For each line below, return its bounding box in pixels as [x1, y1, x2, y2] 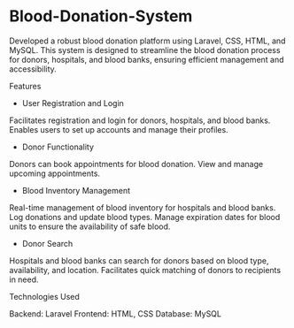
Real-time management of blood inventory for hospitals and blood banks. [9, 202, 276, 213]
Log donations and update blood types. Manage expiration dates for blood [9, 211, 281, 222]
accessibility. [9, 64, 58, 74]
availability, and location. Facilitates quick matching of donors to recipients [9, 264, 282, 275]
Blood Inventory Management [21, 185, 131, 195]
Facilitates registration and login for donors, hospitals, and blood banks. [9, 115, 271, 126]
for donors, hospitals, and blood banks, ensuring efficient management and [9, 54, 285, 65]
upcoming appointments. [9, 168, 100, 179]
